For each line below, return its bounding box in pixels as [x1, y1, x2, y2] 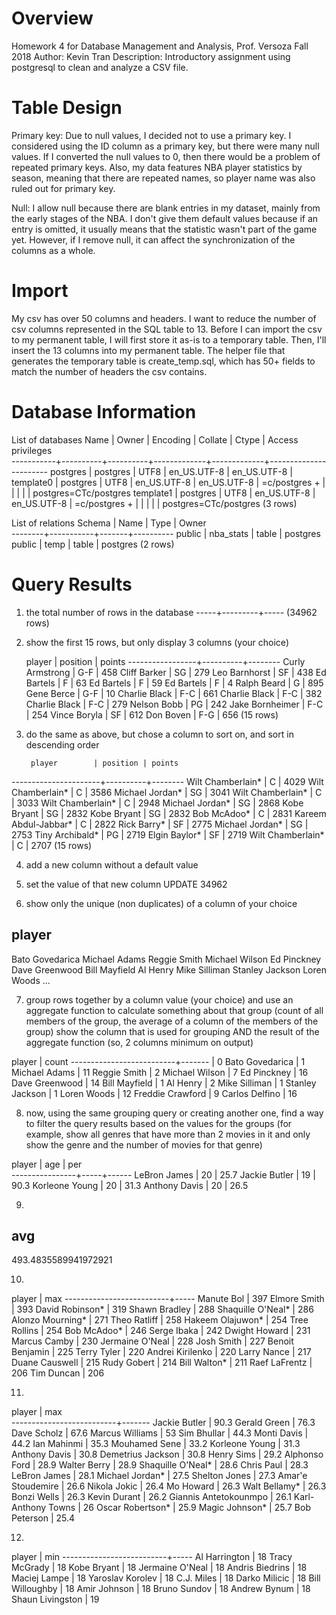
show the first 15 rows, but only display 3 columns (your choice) [25, 636, 289, 648]
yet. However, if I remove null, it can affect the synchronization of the [11, 233, 296, 246]
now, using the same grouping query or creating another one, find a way [25, 1107, 324, 1119]
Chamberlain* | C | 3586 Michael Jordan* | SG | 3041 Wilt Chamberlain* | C [11, 786, 323, 798]
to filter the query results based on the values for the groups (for [25, 1117, 293, 1129]
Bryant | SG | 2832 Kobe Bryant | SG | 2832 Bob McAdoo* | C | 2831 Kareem [11, 807, 327, 819]
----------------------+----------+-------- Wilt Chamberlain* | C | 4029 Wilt [11, 775, 324, 787]
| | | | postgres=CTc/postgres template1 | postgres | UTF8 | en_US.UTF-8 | [11, 487, 316, 499]
